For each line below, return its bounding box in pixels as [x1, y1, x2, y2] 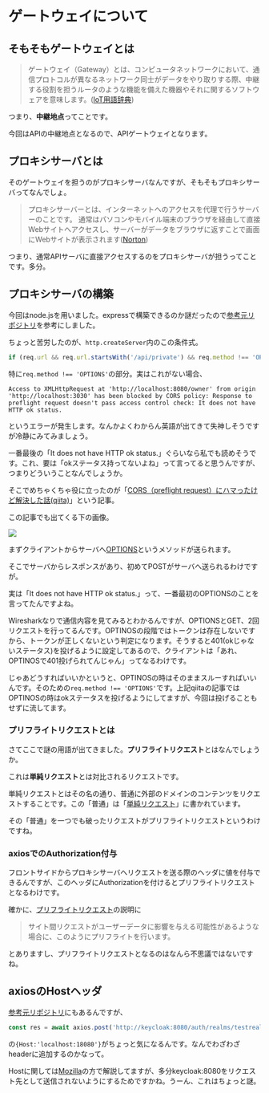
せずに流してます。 [8, 703, 70, 713]
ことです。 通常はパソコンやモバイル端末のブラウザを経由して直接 [42, 214, 261, 224]
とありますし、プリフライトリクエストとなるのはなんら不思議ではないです [8, 949, 254, 959]
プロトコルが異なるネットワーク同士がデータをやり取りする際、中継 [34, 75, 260, 84]
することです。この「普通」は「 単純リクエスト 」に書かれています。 [22, 798, 246, 808]
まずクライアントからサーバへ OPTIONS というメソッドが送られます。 [8, 544, 235, 554]
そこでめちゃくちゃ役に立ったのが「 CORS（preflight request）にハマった [8, 485, 251, 494]
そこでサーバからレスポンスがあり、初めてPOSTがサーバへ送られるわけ [8, 561, 244, 571]
